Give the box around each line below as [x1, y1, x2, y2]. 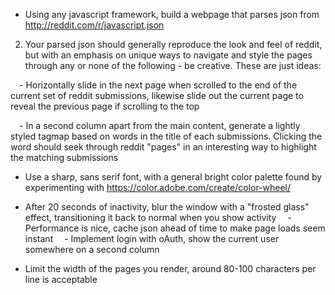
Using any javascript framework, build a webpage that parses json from [24, 9, 320, 20]
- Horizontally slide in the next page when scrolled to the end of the [19, 79, 298, 91]
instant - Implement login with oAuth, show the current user [24, 233, 280, 244]
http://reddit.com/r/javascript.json [24, 19, 165, 31]
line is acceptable [24, 274, 98, 285]
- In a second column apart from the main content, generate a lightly [19, 120, 301, 131]
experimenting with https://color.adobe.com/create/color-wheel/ [24, 182, 292, 193]
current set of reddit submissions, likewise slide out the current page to [10, 90, 304, 101]
